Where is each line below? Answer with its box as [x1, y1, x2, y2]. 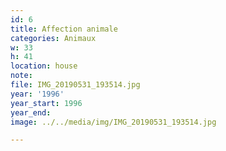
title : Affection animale [10, 24, 118, 34]
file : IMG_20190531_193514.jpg [10, 80, 141, 90]
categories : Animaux [10, 33, 97, 43]
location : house [10, 61, 78, 71]
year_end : [10, 107, 52, 118]
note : [10, 71, 33, 81]
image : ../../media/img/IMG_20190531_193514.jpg [10, 117, 217, 127]
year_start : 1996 [10, 98, 83, 108]
